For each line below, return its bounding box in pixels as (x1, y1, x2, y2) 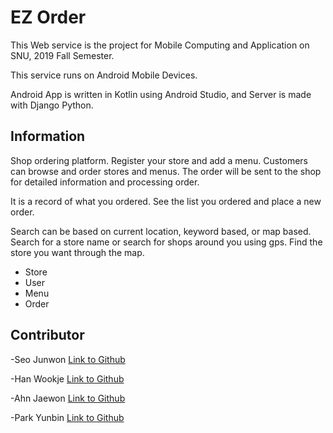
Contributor (10, 327, 85, 344)
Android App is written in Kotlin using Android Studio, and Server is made (10, 88, 312, 100)
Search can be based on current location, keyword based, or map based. (10, 225, 312, 237)
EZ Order (10, 6, 87, 29)
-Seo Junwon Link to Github (10, 353, 126, 365)
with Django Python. (10, 99, 94, 111)
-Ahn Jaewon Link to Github (10, 392, 126, 404)
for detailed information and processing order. (10, 176, 200, 188)
